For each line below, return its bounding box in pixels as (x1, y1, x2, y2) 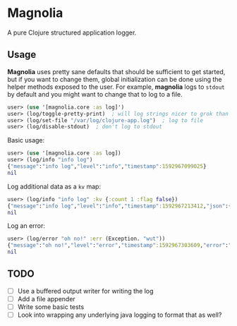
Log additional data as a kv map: (7, 182, 101, 191)
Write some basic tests (17, 302, 85, 311)
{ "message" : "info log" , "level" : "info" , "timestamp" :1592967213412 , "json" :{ (7, 203, 232, 210)
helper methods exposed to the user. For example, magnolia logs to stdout (7, 83, 225, 91)
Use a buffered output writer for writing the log (17, 286, 154, 295)
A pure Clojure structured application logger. (7, 28, 137, 37)
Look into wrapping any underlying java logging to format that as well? (17, 310, 222, 319)
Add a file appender (17, 294, 75, 303)
